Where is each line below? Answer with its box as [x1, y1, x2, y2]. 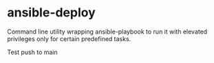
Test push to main [7, 48, 58, 56]
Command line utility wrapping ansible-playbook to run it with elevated [7, 27, 208, 36]
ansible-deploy [7, 5, 96, 21]
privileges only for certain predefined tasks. [7, 34, 131, 42]
